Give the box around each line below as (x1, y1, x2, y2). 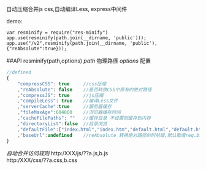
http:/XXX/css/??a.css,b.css (6, 156, 78, 164)
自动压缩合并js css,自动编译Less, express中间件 (6, 6, 128, 12)
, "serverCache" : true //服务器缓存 (17, 104, 112, 110)
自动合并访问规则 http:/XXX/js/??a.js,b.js (6, 150, 109, 157)
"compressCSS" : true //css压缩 (17, 80, 107, 87)
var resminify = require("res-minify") (6, 29, 109, 36)
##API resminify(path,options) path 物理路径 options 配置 (6, 57, 151, 64)
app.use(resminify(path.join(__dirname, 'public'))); (6, 35, 147, 41)
